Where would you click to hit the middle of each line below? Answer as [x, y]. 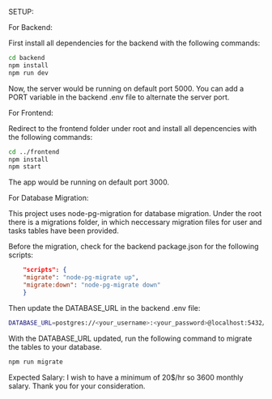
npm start [25, 167]
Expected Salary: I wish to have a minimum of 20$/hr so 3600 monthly [126, 377]
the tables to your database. [55, 346]
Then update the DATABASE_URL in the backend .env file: [104, 308]
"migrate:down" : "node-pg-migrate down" [92, 285]
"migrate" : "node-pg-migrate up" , [81, 278]
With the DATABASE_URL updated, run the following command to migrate [130, 338]
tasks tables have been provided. [64, 231]
